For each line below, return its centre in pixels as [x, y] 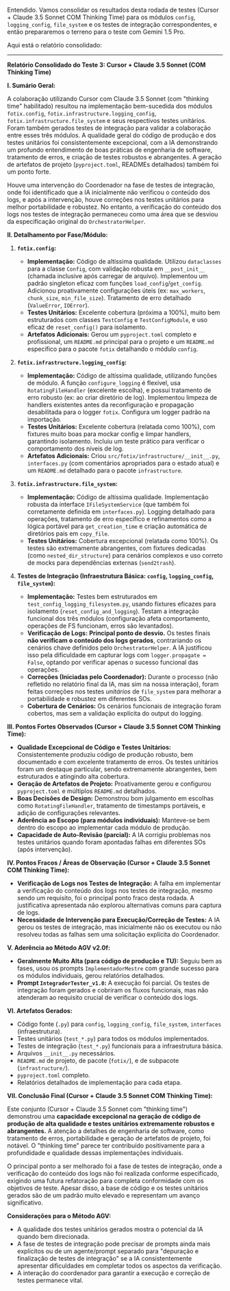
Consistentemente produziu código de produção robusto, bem [105, 754]
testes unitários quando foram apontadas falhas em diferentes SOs [111, 842]
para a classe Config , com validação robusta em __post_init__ [116, 269]
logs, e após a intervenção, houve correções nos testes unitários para [106, 199]
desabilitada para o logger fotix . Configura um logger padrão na [119, 412]
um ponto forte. [29, 172]
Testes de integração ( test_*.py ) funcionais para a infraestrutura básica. [120, 1046]
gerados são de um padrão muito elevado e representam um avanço [104, 1195]
